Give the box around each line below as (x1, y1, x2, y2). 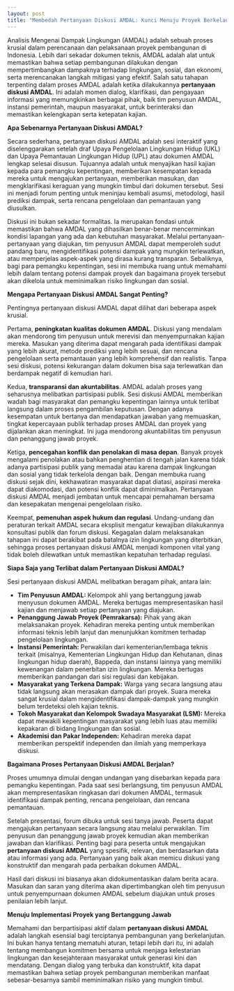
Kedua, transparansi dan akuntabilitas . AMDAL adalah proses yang (7, 382, 203, 391)
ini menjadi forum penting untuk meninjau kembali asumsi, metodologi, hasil (7, 189, 225, 197)
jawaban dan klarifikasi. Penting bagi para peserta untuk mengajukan (7, 838, 205, 847)
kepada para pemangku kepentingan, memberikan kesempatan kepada (7, 167, 212, 175)
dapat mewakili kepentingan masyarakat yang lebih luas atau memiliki (17, 716, 217, 725)
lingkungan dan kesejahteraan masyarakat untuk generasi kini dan (7, 953, 197, 962)
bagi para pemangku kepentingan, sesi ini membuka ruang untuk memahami (7, 262, 227, 270)
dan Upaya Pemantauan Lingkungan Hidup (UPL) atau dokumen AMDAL (7, 151, 214, 160)
